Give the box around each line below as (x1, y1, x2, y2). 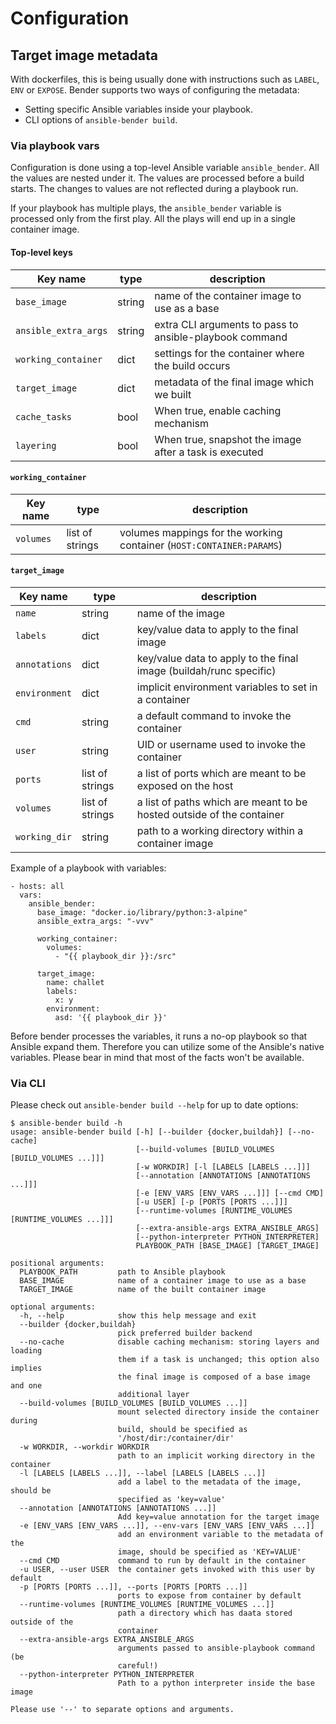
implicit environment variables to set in (136, 680, 318, 694)
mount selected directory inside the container (117, 1407, 320, 1417)
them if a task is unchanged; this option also (117, 1355, 320, 1365)
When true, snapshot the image (154, 432, 302, 446)
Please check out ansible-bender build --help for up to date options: (10, 1099, 299, 1111)
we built (154, 387, 192, 401)
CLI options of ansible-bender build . (24, 114, 178, 126)
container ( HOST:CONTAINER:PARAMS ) (119, 538, 283, 552)
